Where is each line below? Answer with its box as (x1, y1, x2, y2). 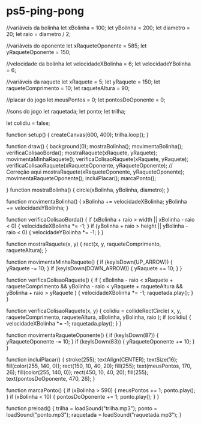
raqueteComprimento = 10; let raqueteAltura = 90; (6, 84, 130, 91)
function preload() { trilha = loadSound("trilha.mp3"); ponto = (6, 404, 158, 412)
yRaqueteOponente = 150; (6, 48, 71, 55)
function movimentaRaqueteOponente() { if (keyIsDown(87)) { (6, 332, 159, 339)
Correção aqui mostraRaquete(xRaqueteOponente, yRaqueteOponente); (6, 168, 185, 175)
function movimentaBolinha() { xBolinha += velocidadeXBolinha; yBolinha (6, 198, 187, 205)
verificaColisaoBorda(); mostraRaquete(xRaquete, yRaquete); (6, 149, 158, 156)
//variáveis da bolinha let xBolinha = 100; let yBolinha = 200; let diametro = (6, 24, 191, 31)
